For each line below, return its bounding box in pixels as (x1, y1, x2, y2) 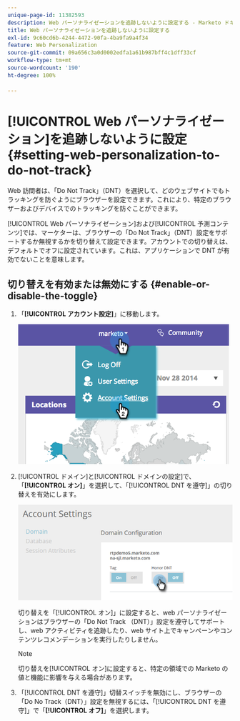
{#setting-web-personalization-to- (7, 146, 221, 163)
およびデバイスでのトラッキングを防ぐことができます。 (19, 204, 182, 213)
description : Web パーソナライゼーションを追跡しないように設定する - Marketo (7, 19, 221, 26)
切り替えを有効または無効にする (7, 278, 149, 290)
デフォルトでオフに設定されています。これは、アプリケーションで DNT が (7, 247, 224, 255)
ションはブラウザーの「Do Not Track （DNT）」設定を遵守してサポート (17, 617, 225, 625)
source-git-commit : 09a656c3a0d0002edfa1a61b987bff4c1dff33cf (7, 49, 196, 56)
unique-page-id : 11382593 (7, 11, 84, 19)
